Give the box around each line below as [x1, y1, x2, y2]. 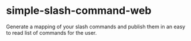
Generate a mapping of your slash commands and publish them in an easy [6, 23, 186, 30]
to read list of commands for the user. [6, 29, 97, 36]
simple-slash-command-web [6, 4, 152, 17]
